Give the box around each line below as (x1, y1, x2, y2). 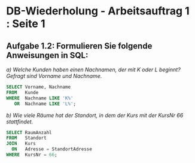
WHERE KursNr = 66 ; (6, 152, 58, 158)
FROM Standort (6, 135, 47, 141)
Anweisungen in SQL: (6, 50, 89, 61)
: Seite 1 (6, 17, 45, 31)
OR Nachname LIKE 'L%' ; (14, 101, 77, 107)
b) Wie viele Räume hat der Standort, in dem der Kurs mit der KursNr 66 (6, 111, 184, 119)
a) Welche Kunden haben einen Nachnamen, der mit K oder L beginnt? (6, 66, 181, 73)
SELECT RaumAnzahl (6, 129, 52, 135)
